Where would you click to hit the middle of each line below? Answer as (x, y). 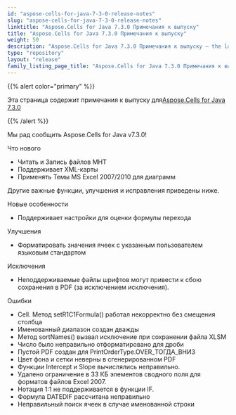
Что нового (24, 148)
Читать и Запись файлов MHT (62, 162)
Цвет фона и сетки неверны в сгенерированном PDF (97, 359)
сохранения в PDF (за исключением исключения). (93, 287)
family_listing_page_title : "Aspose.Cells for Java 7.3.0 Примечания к (114, 66)
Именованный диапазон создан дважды (78, 329)
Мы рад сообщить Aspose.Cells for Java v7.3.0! (77, 134)
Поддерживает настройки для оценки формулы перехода (104, 217)
